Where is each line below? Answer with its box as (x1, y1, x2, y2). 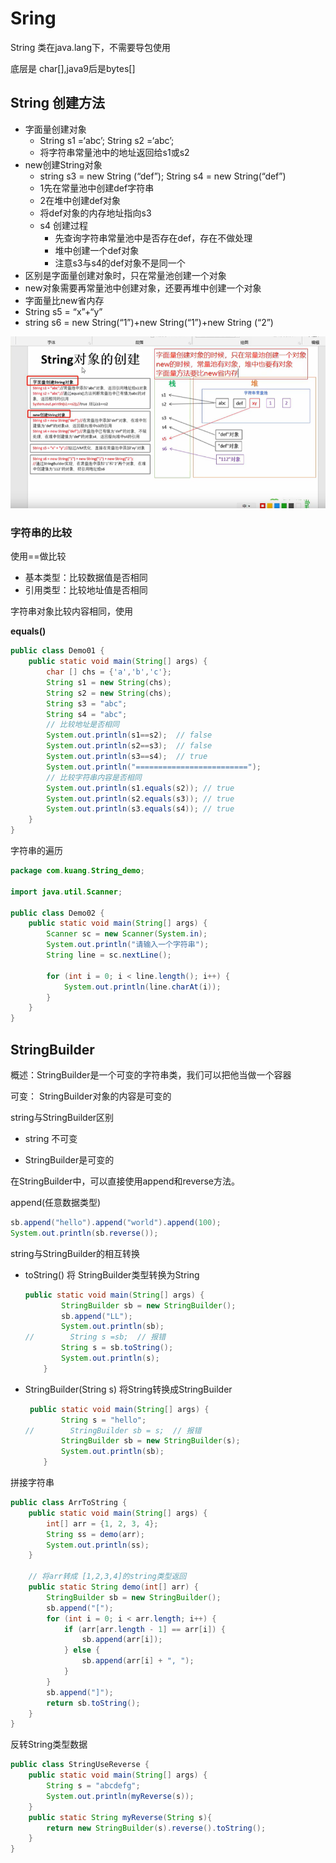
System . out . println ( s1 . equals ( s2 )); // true (46, 783, 235, 793)
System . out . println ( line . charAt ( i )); (63, 982, 222, 992)
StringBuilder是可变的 (24, 1154, 115, 1166)
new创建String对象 (24, 158, 103, 171)
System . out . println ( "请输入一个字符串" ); (46, 940, 210, 950)
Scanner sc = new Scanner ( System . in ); (46, 929, 208, 939)
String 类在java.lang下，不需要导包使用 (10, 41, 172, 53)
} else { (63, 1645, 101, 1656)
